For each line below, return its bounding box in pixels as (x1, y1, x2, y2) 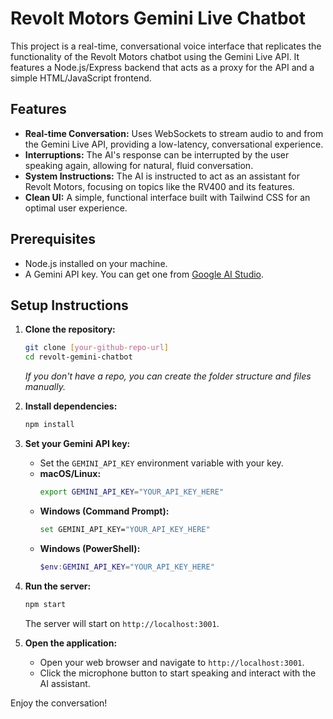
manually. (24, 381, 66, 393)
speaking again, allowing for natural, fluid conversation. (24, 159, 254, 171)
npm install (24, 420, 75, 430)
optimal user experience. (24, 202, 128, 214)
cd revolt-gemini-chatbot (24, 352, 133, 362)
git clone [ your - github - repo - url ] (24, 343, 169, 353)
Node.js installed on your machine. (24, 257, 168, 269)
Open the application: (24, 637, 118, 649)
